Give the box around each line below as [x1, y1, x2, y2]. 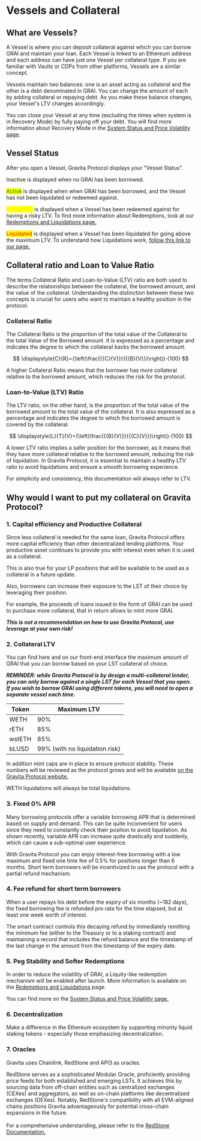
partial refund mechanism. [6, 870, 71, 877]
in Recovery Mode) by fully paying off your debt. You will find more [6, 118, 172, 125]
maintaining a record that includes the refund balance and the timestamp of [6, 935, 193, 942]
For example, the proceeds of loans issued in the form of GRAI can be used [6, 600, 193, 608]
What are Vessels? [6, 28, 78, 38]
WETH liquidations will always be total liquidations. [6, 785, 131, 792]
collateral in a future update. [6, 570, 76, 578]
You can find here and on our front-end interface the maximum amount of [6, 654, 188, 661]
